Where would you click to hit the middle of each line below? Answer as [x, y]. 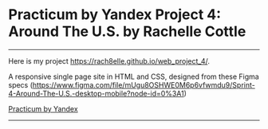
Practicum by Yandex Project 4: [115, 15]
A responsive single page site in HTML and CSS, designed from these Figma [134, 76]
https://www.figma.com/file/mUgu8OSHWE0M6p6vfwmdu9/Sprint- [144, 84]
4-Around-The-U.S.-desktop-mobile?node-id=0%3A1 [97, 93]
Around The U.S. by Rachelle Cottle [127, 31]
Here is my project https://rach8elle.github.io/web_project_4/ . [109, 61]
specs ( [21, 84]
